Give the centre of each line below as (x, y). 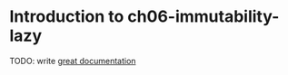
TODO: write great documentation (73, 61)
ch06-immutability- (203, 17)
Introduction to (67, 17)
